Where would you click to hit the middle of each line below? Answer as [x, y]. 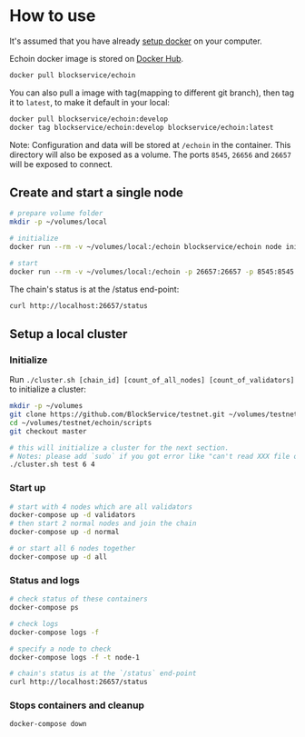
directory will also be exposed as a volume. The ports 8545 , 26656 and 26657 [151, 154]
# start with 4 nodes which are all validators [101, 507]
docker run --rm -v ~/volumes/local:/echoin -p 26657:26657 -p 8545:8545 [152, 272]
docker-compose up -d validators [73, 515]
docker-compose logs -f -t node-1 [75, 657]
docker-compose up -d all [58, 557]
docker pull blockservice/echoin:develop [89, 119]
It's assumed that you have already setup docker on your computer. [136, 41]
